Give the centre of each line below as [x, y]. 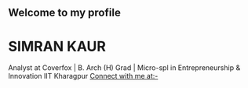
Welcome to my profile [65, 13]
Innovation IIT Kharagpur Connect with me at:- [83, 76]
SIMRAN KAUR [57, 46]
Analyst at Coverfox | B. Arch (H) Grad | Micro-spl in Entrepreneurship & [124, 68]
